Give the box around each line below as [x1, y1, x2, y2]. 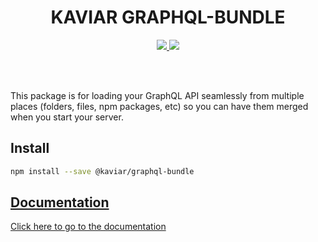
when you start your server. [10, 111, 124, 123]
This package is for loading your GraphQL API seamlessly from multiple [10, 89, 305, 101]
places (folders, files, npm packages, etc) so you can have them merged [10, 100, 309, 112]
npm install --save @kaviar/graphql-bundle [10, 166, 195, 176]
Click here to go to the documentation [10, 221, 167, 233]
